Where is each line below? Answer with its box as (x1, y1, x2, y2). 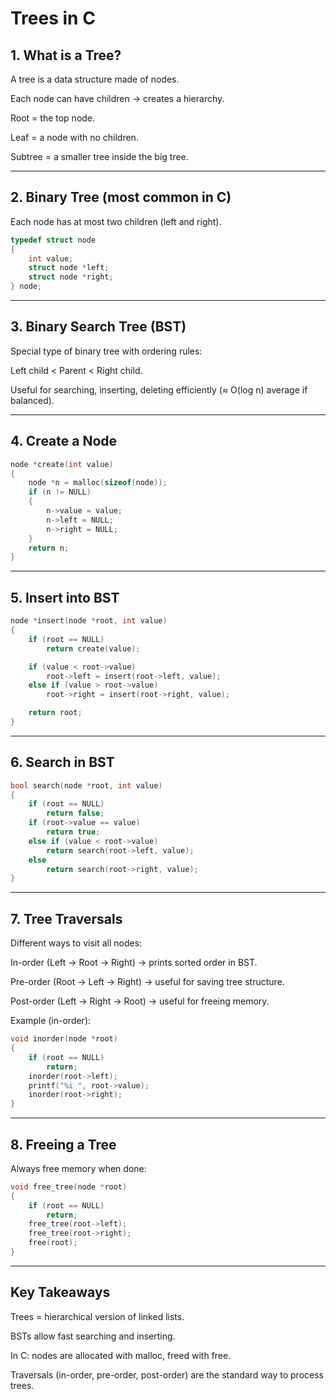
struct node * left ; (28, 263, 110, 273)
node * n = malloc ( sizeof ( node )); (28, 478, 168, 488)
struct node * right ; (28, 272, 114, 282)
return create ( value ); (46, 643, 141, 654)
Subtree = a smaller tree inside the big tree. (10, 151, 189, 162)
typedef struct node (10, 235, 97, 245)
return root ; (28, 708, 83, 718)
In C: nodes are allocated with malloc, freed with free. (10, 1349, 232, 1361)
